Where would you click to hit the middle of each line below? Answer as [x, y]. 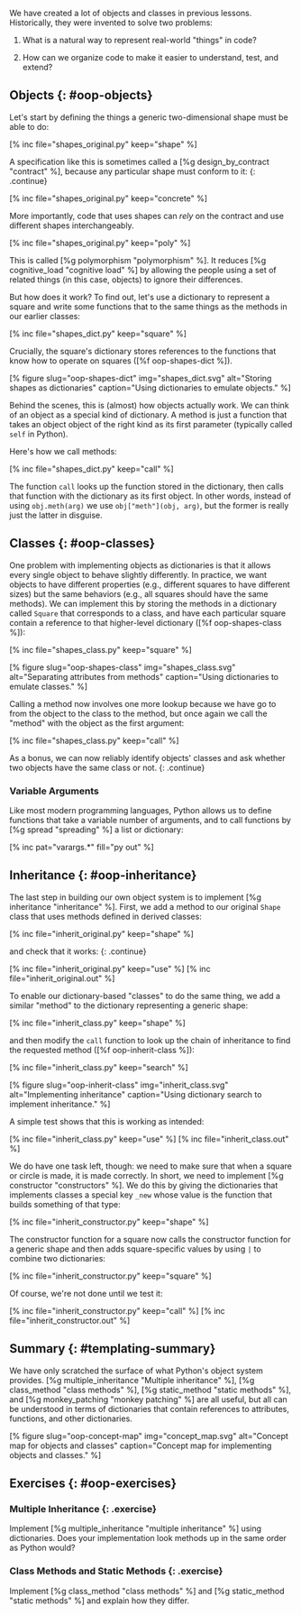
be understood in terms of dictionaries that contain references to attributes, [150, 1409]
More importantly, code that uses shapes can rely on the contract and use [146, 216]
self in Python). [39, 434]
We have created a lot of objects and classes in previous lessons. [131, 13]
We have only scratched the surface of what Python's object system [136, 1371]
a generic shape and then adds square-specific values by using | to [135, 1249]
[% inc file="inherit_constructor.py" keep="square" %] [110, 1276]
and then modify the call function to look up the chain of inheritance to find [150, 1040]
